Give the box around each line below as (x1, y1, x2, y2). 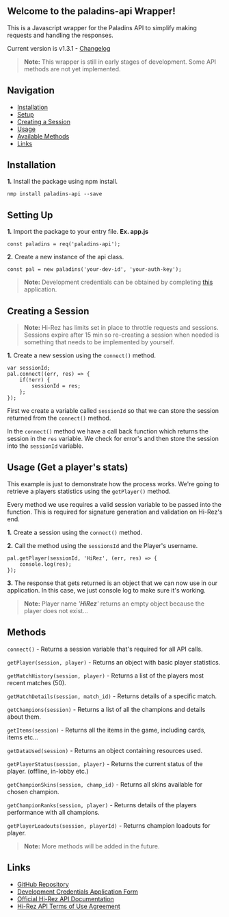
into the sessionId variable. (7, 442, 84, 450)
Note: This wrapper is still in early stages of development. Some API (23, 58, 217, 66)
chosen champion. (7, 787, 59, 796)
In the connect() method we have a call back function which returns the (7, 427, 208, 436)
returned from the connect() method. (7, 414, 111, 422)
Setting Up (7, 209, 53, 221)
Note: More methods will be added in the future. (23, 842, 160, 850)
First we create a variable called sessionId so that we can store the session (7, 407, 219, 415)
